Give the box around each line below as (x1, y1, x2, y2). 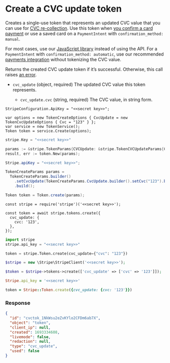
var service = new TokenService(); (5, 124, 80, 129)
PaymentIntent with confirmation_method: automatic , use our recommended (5, 51, 164, 57)
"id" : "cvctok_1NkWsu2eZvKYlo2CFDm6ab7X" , (10, 315, 101, 321)
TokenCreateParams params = (5, 169, 65, 174)
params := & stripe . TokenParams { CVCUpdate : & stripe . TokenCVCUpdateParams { (5, 146, 164, 152)
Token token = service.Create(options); (5, 128, 92, 133)
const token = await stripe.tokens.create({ (5, 210, 101, 215)
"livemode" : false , (10, 334, 51, 339)
